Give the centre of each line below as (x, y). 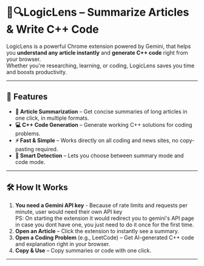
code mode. (30, 162)
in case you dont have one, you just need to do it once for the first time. (104, 224)
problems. (28, 133)
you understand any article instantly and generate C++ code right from (97, 52)
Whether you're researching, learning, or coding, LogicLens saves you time (100, 66)
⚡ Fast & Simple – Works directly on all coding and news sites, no (97, 140)
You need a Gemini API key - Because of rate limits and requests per (101, 205)
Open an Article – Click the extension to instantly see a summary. (97, 231)
